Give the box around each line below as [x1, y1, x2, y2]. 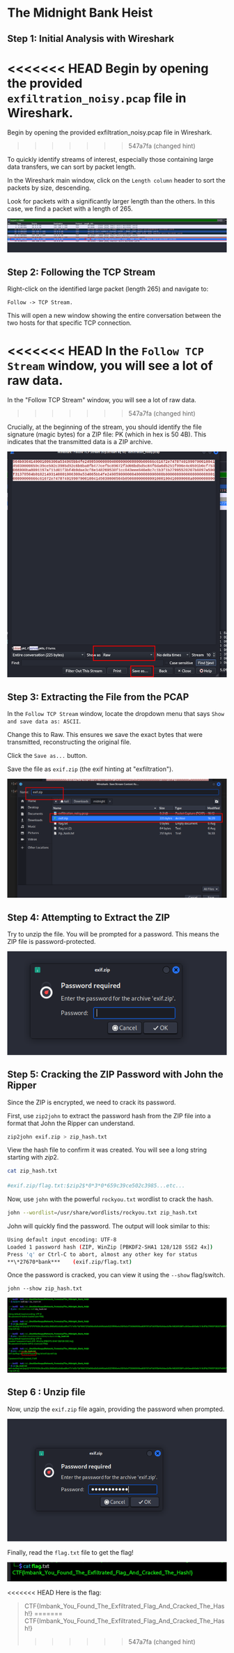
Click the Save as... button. [7, 752, 88, 760]
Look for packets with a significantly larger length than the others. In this [7, 197, 215, 205]
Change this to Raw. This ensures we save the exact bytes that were [7, 731, 203, 739]
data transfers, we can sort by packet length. [7, 162, 136, 171]
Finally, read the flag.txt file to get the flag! [7, 1548, 134, 1556]
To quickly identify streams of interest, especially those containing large [7, 155, 214, 163]
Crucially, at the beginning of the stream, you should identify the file [7, 423, 202, 432]
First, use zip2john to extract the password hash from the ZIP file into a [7, 1111, 211, 1120]
